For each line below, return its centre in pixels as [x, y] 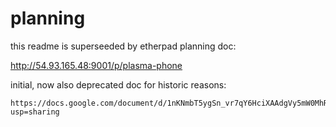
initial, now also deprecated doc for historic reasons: [118, 84]
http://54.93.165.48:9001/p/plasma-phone [96, 65]
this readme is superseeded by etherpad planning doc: [123, 46]
